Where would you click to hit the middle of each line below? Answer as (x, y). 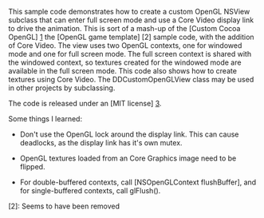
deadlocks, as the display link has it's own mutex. (101, 143)
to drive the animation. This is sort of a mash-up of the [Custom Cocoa (124, 28)
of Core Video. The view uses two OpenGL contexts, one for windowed (125, 46)
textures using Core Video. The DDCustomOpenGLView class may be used (131, 79)
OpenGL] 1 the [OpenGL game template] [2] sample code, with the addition (131, 37)
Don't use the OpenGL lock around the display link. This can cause (129, 134)
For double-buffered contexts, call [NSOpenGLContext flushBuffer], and (138, 182)
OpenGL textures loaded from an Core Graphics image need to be (128, 158)
